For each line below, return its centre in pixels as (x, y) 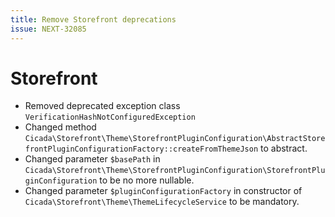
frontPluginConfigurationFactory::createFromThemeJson (141, 149)
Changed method (60, 127)
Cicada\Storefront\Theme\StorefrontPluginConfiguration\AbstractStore (175, 139)
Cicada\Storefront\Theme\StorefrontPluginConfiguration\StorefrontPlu (175, 171)
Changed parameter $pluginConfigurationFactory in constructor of (163, 191)
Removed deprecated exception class (102, 106)
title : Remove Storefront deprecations (93, 19)
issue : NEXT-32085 (48, 29)
